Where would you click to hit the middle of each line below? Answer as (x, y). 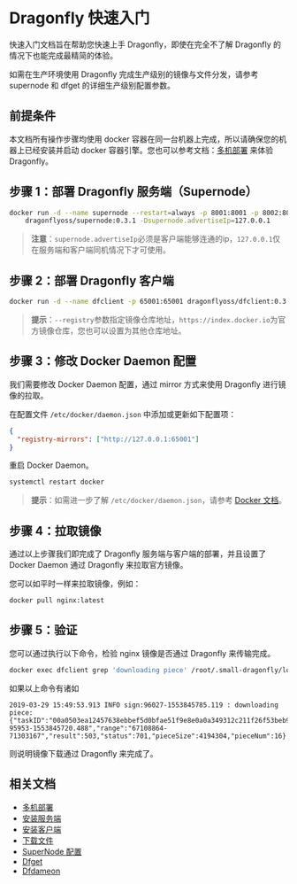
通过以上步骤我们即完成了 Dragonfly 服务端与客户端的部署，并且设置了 (138, 554)
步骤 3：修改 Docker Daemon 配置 (103, 361)
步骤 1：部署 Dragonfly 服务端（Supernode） (133, 192)
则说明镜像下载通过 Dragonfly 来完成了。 (84, 753)
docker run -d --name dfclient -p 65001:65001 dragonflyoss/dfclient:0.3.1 (152, 302)
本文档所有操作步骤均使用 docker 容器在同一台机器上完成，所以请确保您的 (144, 139)
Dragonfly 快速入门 (80, 18)
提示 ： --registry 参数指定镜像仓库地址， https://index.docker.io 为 (154, 319)
